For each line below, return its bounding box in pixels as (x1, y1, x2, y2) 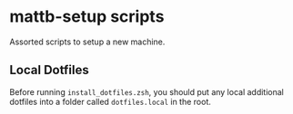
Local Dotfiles (9, 62, 89, 78)
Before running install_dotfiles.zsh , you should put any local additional (9, 86, 285, 97)
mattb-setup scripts (9, 6, 165, 27)
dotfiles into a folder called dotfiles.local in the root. (9, 96, 212, 107)
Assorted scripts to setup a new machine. (9, 36, 166, 47)
